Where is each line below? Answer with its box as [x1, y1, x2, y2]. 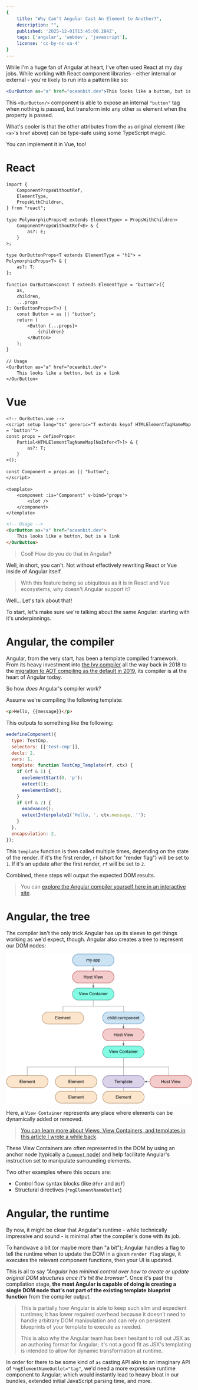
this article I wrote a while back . [20, 1133, 98, 1140]
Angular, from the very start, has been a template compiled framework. [6, 655, 179, 662]
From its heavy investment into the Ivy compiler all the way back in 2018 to [6, 661, 187, 668]
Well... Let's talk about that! [6, 597, 72, 604]
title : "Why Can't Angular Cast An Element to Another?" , [16, 15, 162, 22]
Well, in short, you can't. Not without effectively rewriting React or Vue [6, 562, 177, 569]
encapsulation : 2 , [11, 831, 57, 837]
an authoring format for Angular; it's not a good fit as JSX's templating [20, 1341, 192, 1348]
